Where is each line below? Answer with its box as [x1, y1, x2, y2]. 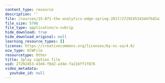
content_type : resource [5, 7, 54, 12]
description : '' [5, 12, 38, 17]
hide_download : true [5, 30, 48, 35]
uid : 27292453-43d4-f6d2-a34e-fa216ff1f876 [5, 62, 96, 66]
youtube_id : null [9, 71, 45, 76]
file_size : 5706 [5, 21, 38, 26]
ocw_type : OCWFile [5, 48, 43, 53]
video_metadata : [5, 66, 38, 71]
